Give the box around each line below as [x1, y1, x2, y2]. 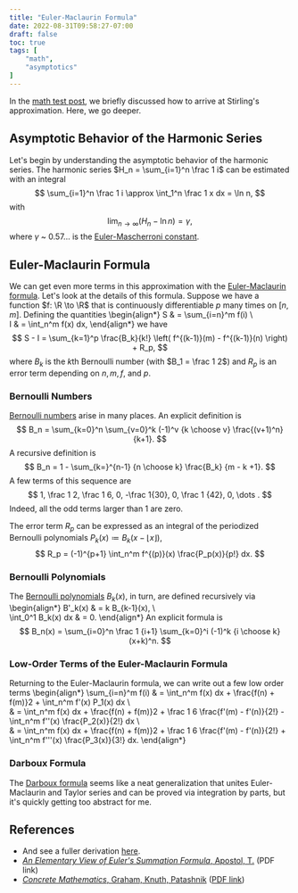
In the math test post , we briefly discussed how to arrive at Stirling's [9, 95, 261, 106]
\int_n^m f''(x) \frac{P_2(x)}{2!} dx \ [9, 715, 140, 727]
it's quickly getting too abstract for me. [9, 796, 152, 807]
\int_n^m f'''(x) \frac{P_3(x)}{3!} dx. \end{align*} [9, 735, 186, 746]
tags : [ [9, 46, 38, 55]
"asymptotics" [25, 63, 78, 72]
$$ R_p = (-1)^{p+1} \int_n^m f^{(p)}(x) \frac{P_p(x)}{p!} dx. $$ [35, 548, 265, 558]
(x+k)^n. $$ [128, 635, 171, 646]
